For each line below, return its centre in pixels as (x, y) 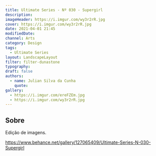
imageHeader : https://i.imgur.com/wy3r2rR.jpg (55, 19)
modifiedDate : (20, 34)
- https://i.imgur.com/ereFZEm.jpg (47, 95)
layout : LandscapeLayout (31, 57)
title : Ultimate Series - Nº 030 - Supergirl (54, 10)
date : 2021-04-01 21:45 (30, 29)
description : (19, 15)
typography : (18, 67)
